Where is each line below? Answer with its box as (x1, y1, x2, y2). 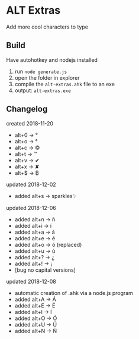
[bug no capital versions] (14, 266, 76, 274)
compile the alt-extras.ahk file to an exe (14, 80, 115, 87)
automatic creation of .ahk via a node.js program (14, 289, 133, 296)
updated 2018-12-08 (6, 278, 56, 285)
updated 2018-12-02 (6, 181, 56, 188)
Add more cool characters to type (6, 23, 89, 30)
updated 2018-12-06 (6, 204, 56, 211)
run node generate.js (14, 68, 67, 75)
